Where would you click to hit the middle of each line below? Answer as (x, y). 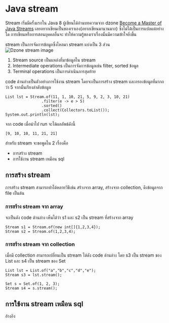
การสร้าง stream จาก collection (40, 244)
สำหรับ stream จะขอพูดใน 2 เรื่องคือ (37, 143)
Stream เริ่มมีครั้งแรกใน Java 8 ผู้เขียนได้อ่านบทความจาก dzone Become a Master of (83, 23)
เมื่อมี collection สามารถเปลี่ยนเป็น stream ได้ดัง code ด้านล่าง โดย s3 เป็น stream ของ (83, 255)
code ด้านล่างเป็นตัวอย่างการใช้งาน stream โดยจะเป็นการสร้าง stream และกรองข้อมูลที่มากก (85, 81)
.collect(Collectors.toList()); (75, 110)
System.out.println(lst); (32, 115)
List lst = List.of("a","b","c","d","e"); (51, 271)
